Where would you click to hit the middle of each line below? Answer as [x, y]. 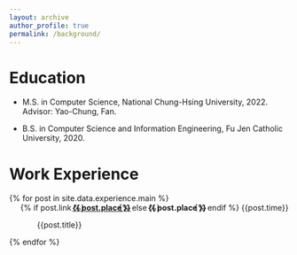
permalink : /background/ [55, 34]
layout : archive [39, 17]
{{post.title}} [59, 225]
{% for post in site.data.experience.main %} [89, 198]
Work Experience [74, 174]
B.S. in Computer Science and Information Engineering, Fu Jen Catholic [152, 128]
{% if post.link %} [53, 208]
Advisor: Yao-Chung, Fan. [69, 112]
